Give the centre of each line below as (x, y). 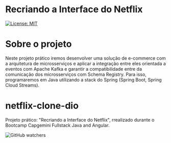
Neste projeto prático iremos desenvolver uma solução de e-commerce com (86, 58)
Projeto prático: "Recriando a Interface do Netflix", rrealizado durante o (80, 120)
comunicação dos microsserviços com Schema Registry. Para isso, (76, 74)
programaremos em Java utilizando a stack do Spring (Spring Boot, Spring (83, 79)
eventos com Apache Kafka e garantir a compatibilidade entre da (74, 69)
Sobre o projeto (39, 44)
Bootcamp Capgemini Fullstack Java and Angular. (57, 125)
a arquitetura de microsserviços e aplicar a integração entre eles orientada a (86, 63)
